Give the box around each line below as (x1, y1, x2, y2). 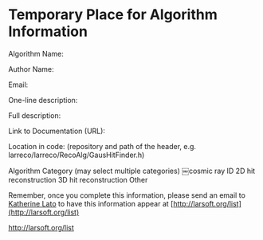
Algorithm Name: (8, 49, 64, 58)
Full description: (8, 110, 61, 120)
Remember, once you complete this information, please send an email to (8, 190, 245, 200)
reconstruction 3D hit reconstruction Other (8, 175, 148, 184)
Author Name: (8, 64, 54, 73)
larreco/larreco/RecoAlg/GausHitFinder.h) (8, 150, 145, 159)
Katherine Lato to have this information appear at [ (8, 199, 174, 208)
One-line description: (8, 95, 78, 104)
